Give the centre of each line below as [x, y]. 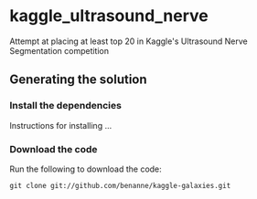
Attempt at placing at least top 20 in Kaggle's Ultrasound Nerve [129, 41]
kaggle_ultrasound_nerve [109, 16]
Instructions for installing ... [61, 125]
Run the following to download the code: [86, 169]
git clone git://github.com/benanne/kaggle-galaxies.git [120, 185]
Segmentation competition [59, 50]
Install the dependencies [65, 106]
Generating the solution [79, 80]
